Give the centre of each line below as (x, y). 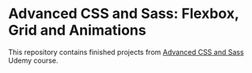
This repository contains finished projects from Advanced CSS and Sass (126, 52)
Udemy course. (33, 60)
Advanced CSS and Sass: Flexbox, (124, 14)
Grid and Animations (77, 30)
